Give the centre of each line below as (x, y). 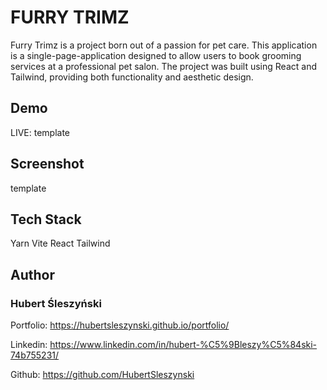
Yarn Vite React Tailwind (60, 243)
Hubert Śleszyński (56, 303)
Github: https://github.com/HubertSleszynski (102, 375)
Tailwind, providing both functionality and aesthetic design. (132, 77)
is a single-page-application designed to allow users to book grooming (156, 55)
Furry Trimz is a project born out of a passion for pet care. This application (164, 45)
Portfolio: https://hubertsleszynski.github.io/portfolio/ (120, 325)
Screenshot (47, 164)
